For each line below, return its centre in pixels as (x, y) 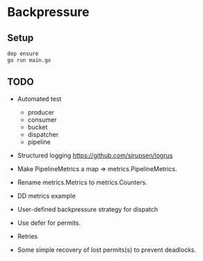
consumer (42, 120)
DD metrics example (46, 196)
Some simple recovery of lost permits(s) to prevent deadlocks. (107, 250)
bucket (38, 127)
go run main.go (29, 60)
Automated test (39, 99)
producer (41, 112)
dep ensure (23, 54)
